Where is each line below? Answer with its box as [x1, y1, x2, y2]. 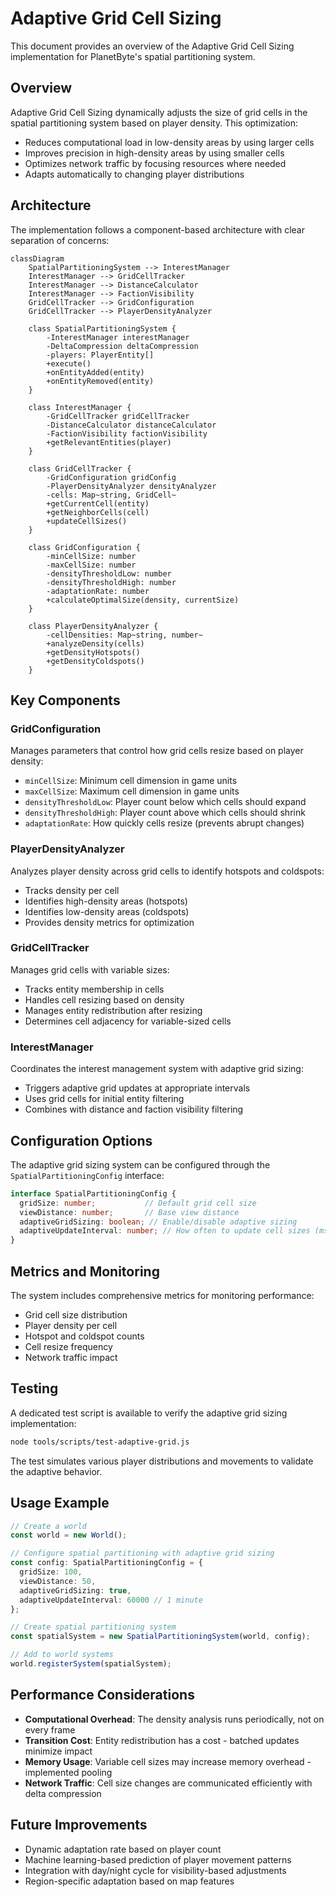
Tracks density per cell [24, 884, 120, 896]
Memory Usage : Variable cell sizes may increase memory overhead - [24, 1755, 312, 1767]
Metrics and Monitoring [10, 1263, 160, 1280]
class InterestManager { [28, 402, 132, 412]
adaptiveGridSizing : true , [19, 1585, 132, 1596]
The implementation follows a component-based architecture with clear [10, 223, 305, 236]
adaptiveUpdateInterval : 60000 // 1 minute [19, 1595, 203, 1605]
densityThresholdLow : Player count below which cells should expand [24, 796, 307, 808]
